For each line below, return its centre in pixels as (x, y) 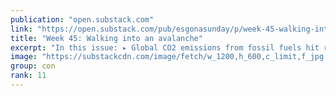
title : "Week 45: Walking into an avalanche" (106, 38)
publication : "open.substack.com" (82, 19)
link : (21, 29)
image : (24, 57)
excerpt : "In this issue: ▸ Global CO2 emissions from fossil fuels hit (165, 47)
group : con (33, 66)
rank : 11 (28, 76)
